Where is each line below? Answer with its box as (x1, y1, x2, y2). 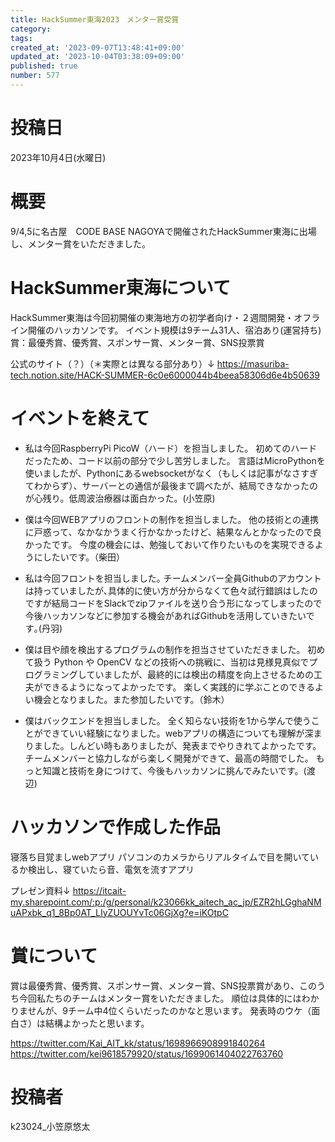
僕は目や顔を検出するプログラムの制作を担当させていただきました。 (24, 643, 306, 655)
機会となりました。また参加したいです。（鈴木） (33, 693, 230, 705)
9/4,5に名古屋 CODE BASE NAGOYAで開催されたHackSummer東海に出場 (10, 225, 317, 237)
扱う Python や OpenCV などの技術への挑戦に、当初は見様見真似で (33, 656, 310, 668)
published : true (10, 61, 78, 71)
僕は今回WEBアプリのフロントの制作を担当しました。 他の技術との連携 (24, 513, 319, 525)
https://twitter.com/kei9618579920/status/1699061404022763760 (10, 1047, 284, 1060)
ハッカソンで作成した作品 (10, 816, 222, 838)
